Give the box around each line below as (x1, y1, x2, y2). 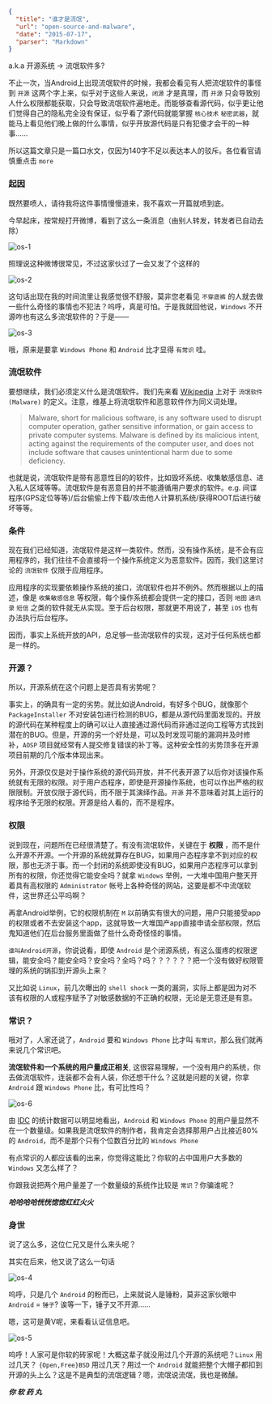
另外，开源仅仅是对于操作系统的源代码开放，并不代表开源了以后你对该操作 (8, 768, 257, 777)
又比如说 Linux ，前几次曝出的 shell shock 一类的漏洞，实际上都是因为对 (8, 982, 250, 992)
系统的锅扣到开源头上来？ (22, 965, 108, 975)
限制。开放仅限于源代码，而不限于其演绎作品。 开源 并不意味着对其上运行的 (15, 788, 264, 798)
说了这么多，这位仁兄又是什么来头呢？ (8, 1240, 136, 1249)
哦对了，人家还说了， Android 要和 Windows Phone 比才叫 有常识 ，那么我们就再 (8, 1035, 263, 1044)
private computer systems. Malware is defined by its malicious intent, (28, 430, 260, 440)
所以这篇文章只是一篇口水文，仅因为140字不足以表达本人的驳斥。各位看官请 (8, 146, 261, 155)
